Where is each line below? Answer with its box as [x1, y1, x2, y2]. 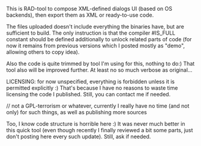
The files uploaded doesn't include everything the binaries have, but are [6, 23, 184, 30]
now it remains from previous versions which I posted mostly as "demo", [6, 42, 185, 49]
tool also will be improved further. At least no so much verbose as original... [6, 66, 193, 74]
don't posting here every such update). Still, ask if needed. [6, 133, 151, 140]
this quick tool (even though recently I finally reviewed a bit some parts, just [6, 127, 193, 133]
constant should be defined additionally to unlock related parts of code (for [6, 36, 192, 42]
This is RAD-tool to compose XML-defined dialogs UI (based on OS [6, 5, 173, 12]
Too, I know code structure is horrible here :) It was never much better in [6, 120, 185, 127]
